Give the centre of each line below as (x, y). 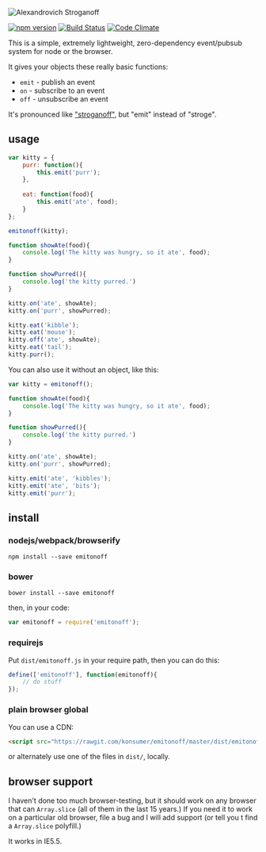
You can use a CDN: (41, 727)
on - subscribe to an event (62, 90)
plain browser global (48, 710)
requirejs (26, 643)
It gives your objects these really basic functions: (88, 67)
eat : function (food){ (58, 194)
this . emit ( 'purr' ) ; (69, 172)
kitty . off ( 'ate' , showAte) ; (55, 340)
